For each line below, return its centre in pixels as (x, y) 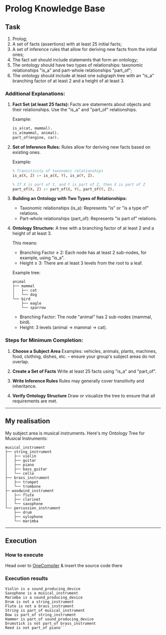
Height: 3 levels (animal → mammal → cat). (63, 328)
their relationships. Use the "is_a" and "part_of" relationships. (75, 110)
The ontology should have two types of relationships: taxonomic (78, 65)
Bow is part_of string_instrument (41, 615)
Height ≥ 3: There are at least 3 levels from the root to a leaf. (81, 263)
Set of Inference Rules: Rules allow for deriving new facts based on (81, 147)
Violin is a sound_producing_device (43, 589)
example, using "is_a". (42, 258)
